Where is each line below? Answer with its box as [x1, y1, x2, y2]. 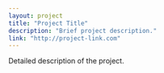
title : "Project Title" [8, 19, 89, 27]
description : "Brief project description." [8, 26, 158, 34]
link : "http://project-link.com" [8, 34, 121, 43]
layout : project [8, 11, 63, 20]
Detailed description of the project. [8, 56, 124, 66]
